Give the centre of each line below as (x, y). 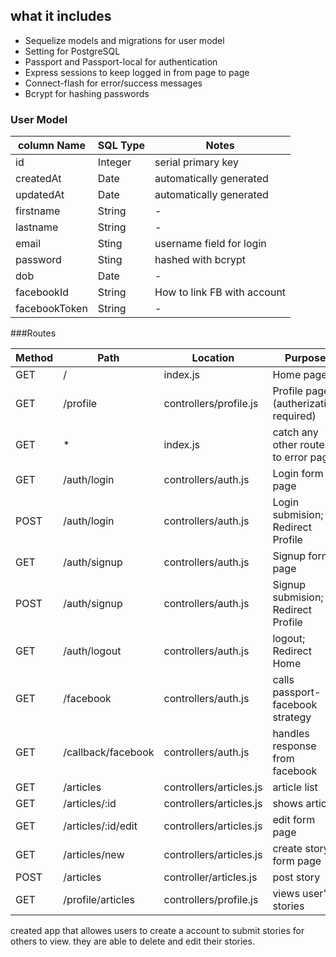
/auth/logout (92, 651)
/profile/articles (99, 900)
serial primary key (196, 162)
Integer (114, 162)
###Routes (33, 333)
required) (294, 416)
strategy (292, 717)
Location (213, 358)
